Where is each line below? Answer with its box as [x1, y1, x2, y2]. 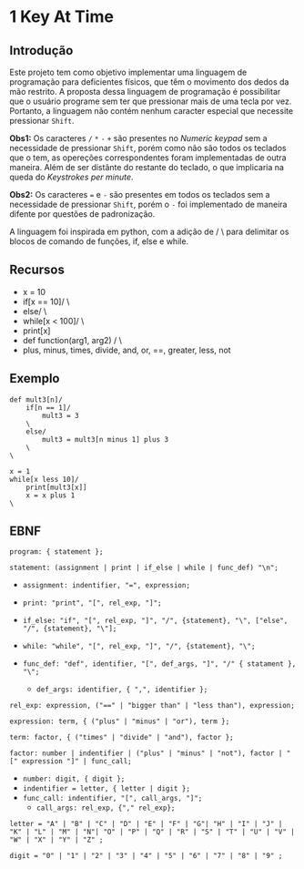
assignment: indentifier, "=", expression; [22, 581, 191, 590]
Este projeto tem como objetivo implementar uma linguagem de [9, 66, 248, 77]
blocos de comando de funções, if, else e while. [9, 236, 189, 247]
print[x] [22, 325, 51, 336]
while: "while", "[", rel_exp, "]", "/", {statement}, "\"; [22, 642, 256, 651]
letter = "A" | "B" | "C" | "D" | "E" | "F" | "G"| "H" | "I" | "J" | [9, 820, 283, 829]
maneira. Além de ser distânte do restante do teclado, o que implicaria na [9, 162, 285, 172]
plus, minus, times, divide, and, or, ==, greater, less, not [22, 344, 231, 355]
